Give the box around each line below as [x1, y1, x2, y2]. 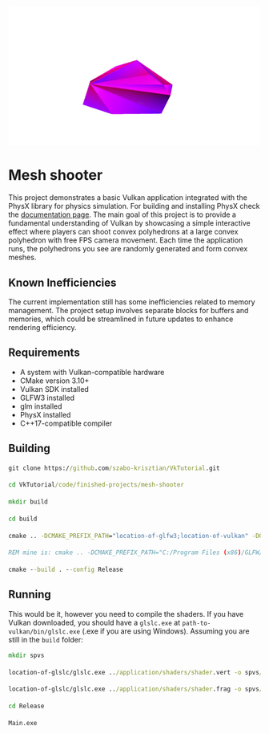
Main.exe [8, 719, 38, 727]
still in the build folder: [8, 634, 83, 644]
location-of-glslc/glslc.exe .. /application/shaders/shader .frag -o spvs [8, 685, 260, 693]
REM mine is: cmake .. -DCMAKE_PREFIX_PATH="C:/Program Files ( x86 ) [8, 548, 242, 557]
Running [8, 588, 52, 601]
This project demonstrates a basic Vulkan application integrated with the [8, 193, 248, 202]
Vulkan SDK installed [19, 384, 90, 394]
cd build [8, 515, 38, 523]
